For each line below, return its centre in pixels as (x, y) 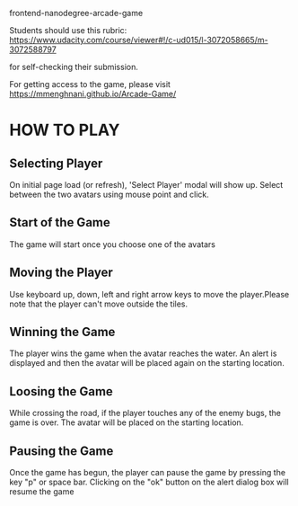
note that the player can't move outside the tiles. (99, 304)
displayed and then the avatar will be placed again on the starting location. (147, 363)
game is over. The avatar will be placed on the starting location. (127, 422)
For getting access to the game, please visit (90, 84)
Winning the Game (62, 332)
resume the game (42, 492)
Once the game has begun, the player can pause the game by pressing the (147, 473)
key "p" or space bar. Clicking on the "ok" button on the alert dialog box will (149, 482)
